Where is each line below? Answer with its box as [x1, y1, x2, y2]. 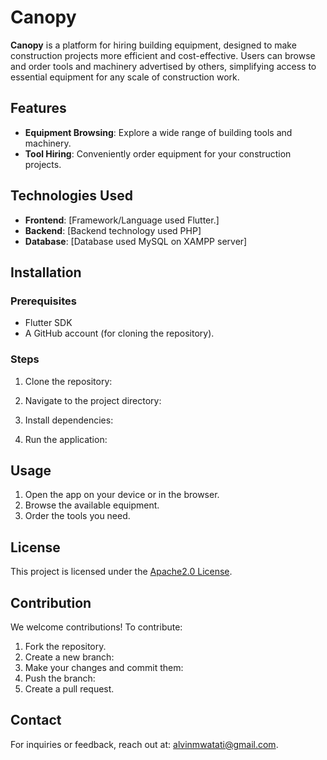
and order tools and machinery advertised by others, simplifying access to [10, 60, 317, 72]
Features [10, 100, 67, 117]
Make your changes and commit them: [24, 661, 184, 673]
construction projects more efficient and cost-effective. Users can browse [10, 49, 316, 61]
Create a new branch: [24, 651, 115, 663]
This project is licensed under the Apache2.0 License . [10, 566, 233, 578]
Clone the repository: [24, 375, 113, 387]
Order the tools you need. [24, 510, 131, 522]
